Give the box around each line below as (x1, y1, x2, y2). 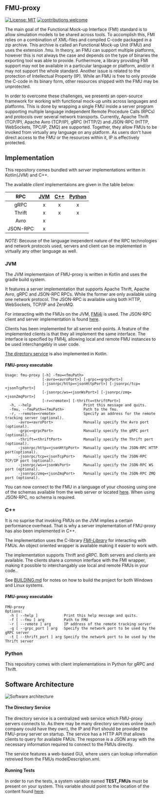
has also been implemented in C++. (5, 528, 76, 534)
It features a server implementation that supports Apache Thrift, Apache (5, 286, 150, 292)
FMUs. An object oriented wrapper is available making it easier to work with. (5, 542, 158, 549)
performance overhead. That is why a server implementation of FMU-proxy (5, 523, 156, 529)
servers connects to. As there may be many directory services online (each (5, 720, 156, 726)
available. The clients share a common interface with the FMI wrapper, (5, 557, 146, 563)
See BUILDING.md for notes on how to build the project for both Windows (5, 577, 153, 583)
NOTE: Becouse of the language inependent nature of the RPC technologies (5, 238, 157, 243)
